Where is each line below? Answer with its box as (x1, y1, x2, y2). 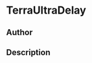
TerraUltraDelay (6, 4, 87, 17)
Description (6, 47, 50, 57)
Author (6, 27, 33, 37)
